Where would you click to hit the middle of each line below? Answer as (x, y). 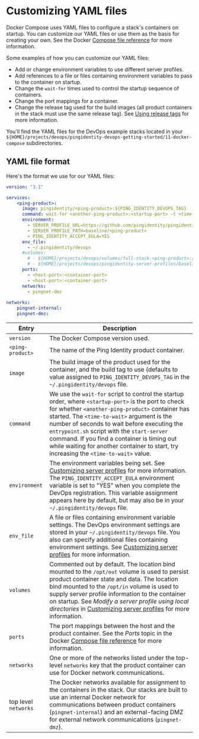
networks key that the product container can (125, 665)
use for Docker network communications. (107, 672)
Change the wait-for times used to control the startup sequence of (97, 88)
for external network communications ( (104, 719)
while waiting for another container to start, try (114, 446)
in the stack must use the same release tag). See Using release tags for (102, 114)
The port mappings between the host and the (112, 625)
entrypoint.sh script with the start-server (109, 431)
